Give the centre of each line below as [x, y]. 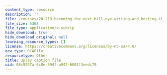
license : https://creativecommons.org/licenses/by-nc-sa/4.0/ [71, 46]
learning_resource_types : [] [35, 42]
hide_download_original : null [37, 37]
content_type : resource [30, 10]
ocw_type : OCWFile [24, 51]
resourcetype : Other [27, 56]
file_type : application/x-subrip [40, 28]
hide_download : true [27, 33]
